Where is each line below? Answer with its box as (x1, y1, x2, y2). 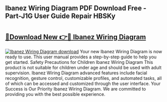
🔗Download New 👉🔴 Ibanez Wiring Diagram (5, 33, 146, 41)
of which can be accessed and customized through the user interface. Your (5, 80, 161, 86)
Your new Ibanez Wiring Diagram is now (79, 49, 162, 54)
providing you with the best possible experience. (5, 91, 106, 97)
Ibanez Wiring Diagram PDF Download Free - (5, 4, 146, 13)
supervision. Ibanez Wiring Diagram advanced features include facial (5, 70, 147, 76)
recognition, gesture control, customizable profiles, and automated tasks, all (5, 75, 162, 81)
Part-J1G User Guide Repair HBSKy (5, 12, 116, 21)
